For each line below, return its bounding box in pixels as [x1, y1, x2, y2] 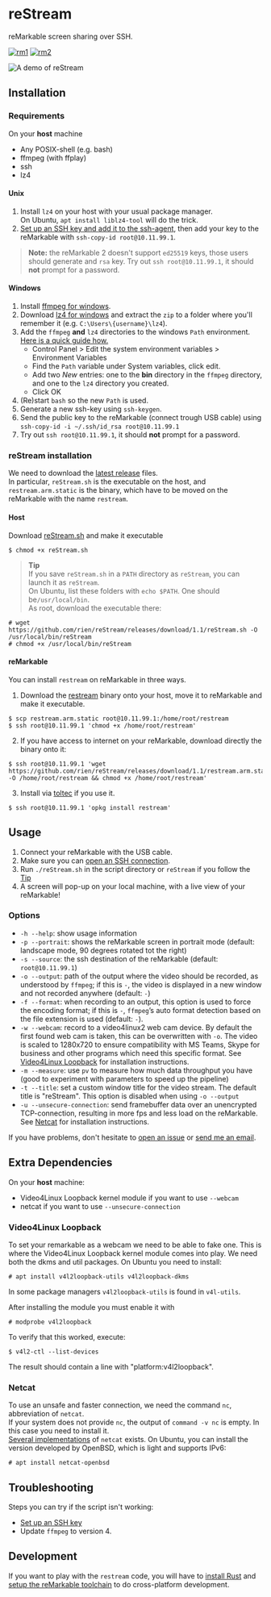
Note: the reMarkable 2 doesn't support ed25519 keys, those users [27, 248, 248, 257]
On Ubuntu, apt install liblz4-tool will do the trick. [19, 215, 199, 224]
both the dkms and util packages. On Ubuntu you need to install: [8, 1257, 222, 1266]
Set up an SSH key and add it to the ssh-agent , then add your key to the [19, 223, 260, 233]
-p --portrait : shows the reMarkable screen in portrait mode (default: [19, 936, 256, 946]
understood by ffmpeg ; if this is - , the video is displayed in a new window [19, 979, 262, 989]
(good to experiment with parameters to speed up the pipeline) [19, 1074, 229, 1083]
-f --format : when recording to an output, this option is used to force [19, 997, 252, 1007]
